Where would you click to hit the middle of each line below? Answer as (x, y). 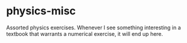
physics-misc (41, 11)
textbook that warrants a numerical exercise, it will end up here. (85, 33)
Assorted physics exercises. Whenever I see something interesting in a (93, 27)
